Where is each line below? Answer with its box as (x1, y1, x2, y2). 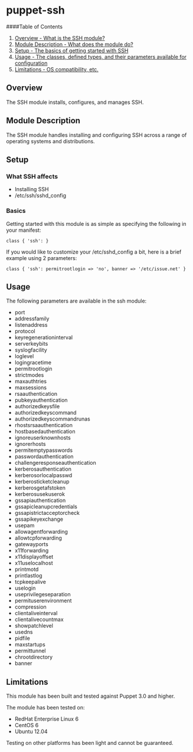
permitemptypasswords (14, 446, 73, 454)
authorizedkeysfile (14, 403, 60, 410)
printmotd (14, 566, 39, 573)
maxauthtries (14, 378, 47, 385)
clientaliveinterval (14, 610, 58, 617)
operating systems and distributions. (6, 137, 96, 145)
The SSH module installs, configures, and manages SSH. (6, 98, 144, 106)
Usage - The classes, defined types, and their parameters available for (14, 53, 187, 60)
